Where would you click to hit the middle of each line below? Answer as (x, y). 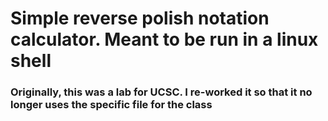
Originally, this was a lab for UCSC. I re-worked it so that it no (161, 92)
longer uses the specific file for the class (111, 105)
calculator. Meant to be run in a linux (164, 39)
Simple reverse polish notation (140, 18)
